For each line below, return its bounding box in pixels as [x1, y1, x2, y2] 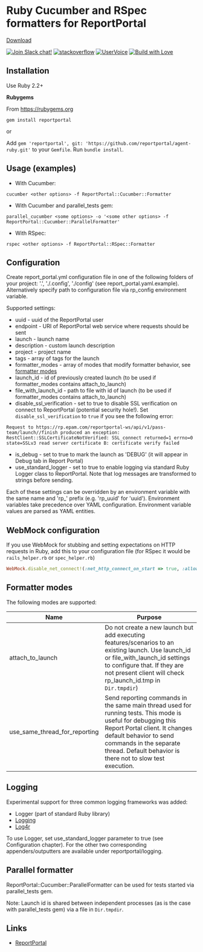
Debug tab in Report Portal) [14, 458, 83, 465]
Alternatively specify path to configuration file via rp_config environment [6, 286, 187, 294]
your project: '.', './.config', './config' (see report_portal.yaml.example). [6, 280, 179, 287]
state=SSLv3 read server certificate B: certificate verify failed [6, 440, 180, 447]
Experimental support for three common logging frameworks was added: [6, 798, 188, 806]
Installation [6, 66, 50, 76]
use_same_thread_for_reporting [9, 727, 99, 736]
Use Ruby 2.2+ [6, 82, 43, 89]
